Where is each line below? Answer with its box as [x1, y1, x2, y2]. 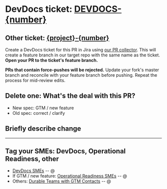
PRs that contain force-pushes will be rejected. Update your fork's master [5, 67, 160, 73]
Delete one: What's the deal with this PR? [5, 92, 136, 100]
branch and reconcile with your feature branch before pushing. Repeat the [5, 72, 158, 78]
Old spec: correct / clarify [12, 110, 66, 116]
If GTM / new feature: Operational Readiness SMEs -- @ [12, 173, 128, 179]
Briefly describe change [5, 125, 82, 133]
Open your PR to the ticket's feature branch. [5, 57, 98, 63]
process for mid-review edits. [5, 78, 66, 83]
